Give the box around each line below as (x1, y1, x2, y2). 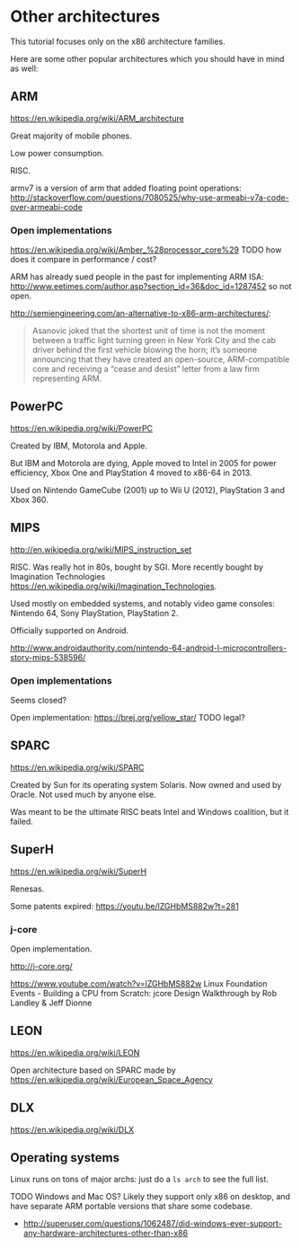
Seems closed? (10, 694, 66, 705)
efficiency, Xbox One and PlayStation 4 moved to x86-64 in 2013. (10, 467, 252, 478)
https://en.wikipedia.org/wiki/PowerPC (10, 422, 154, 433)
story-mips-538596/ (10, 651, 86, 662)
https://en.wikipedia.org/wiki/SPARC (10, 762, 145, 773)
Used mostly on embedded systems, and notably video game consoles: (10, 597, 276, 608)
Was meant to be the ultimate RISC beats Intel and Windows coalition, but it (10, 806, 289, 817)
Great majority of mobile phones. (10, 130, 133, 141)
